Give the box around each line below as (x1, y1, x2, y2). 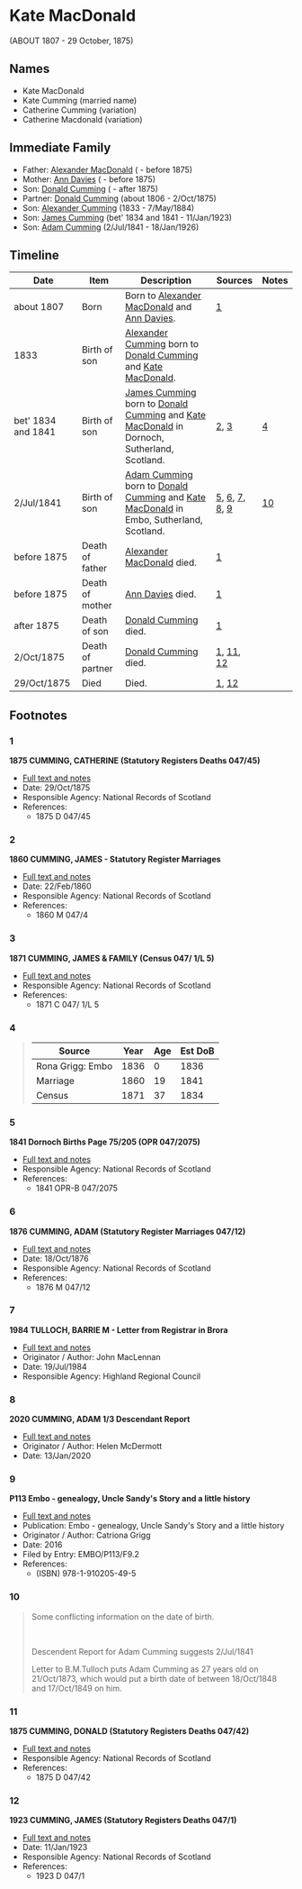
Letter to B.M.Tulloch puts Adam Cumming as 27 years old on (31, 1664, 259, 1675)
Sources (216, 274, 253, 287)
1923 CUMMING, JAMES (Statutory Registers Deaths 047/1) (9, 1815, 237, 1826)
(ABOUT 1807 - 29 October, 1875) (9, 35, 134, 46)
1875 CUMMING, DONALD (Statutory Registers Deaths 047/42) (9, 1726, 250, 1737)
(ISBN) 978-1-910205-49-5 (35, 1568, 137, 1579)
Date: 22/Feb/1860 (22, 881, 92, 892)
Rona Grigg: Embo (35, 1060, 113, 1072)
